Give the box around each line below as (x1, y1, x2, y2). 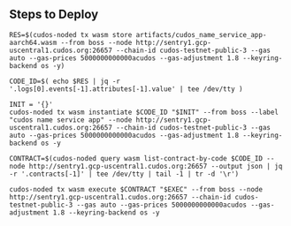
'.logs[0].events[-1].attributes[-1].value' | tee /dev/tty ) (9, 84, 243, 94)
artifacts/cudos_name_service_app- (135, 30, 267, 39)
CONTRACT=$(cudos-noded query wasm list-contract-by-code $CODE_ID (9, 154, 264, 162)
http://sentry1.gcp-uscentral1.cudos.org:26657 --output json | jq (28, 162, 283, 170)
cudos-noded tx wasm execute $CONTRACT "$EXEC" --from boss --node (9, 185, 264, 193)
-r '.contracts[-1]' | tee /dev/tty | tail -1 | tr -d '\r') (9, 169, 240, 178)
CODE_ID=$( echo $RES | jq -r (9, 77, 121, 86)
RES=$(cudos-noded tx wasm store (9, 30, 133, 39)
